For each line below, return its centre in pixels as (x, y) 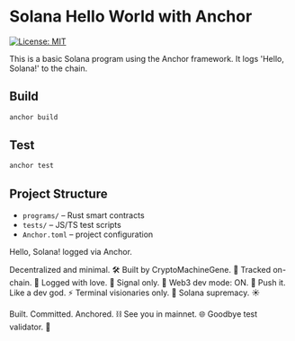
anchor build (34, 117)
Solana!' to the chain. (49, 68)
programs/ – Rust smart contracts (84, 215)
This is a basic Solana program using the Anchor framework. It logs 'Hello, (147, 58)
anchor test (31, 166)
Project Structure (58, 193)
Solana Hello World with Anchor (131, 17)
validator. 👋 (30, 327)
